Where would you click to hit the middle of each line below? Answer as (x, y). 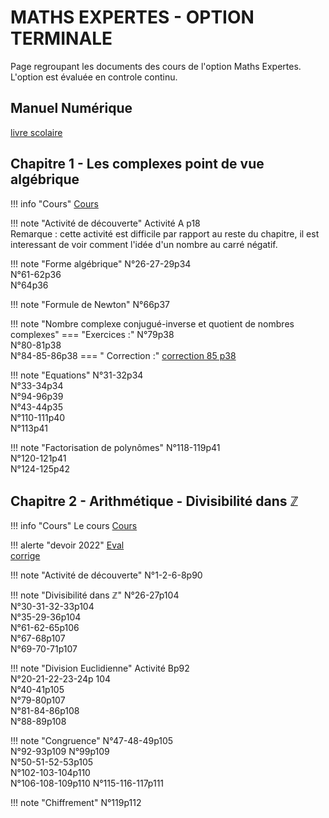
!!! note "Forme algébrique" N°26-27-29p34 (101, 263)
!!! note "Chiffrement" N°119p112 (76, 803)
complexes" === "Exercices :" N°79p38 (92, 334)
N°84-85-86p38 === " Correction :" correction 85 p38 (123, 355)
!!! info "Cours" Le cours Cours (74, 526)
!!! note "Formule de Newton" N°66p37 (90, 304)
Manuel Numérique (71, 108)
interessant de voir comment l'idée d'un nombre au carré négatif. (144, 244)
